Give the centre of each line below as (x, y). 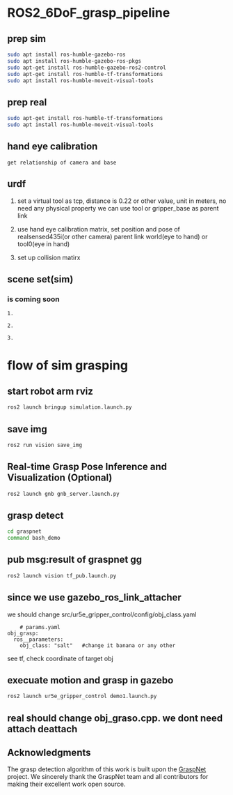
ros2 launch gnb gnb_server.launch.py (63, 494)
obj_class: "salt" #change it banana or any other (98, 645)
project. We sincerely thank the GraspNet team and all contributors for (108, 777)
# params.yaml (40, 627)
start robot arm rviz (50, 391)
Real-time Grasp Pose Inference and (87, 467)
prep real (27, 102)
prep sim (27, 39)
